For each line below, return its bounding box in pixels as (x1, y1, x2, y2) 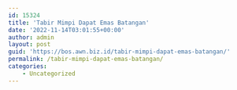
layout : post (8, 41, 51, 49)
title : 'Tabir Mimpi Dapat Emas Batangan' (8, 19, 150, 27)
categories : (8, 63, 47, 70)
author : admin (8, 33, 55, 41)
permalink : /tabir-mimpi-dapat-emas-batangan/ (8, 56, 164, 63)
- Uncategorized (22, 70, 76, 77)
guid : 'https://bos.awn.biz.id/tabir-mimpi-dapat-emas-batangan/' (8, 48, 231, 56)
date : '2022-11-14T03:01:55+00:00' (8, 26, 125, 34)
